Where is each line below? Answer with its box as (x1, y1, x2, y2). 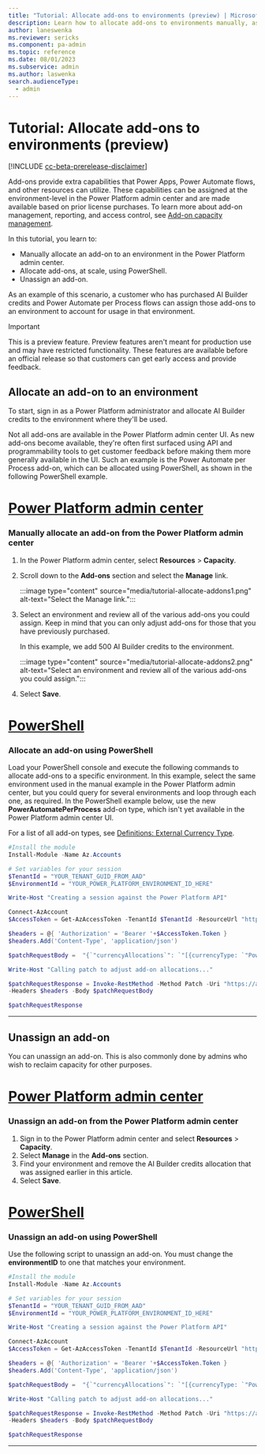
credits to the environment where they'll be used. (8, 415, 168, 424)
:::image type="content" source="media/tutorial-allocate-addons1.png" (19, 585, 252, 596)
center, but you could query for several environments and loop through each (8, 788, 256, 798)
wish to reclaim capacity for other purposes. (8, 1060, 152, 1070)
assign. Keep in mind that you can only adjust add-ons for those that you (19, 618, 256, 627)
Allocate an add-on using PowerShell (8, 745, 154, 756)
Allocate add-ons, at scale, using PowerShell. (19, 266, 167, 276)
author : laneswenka (8, 26, 73, 34)
